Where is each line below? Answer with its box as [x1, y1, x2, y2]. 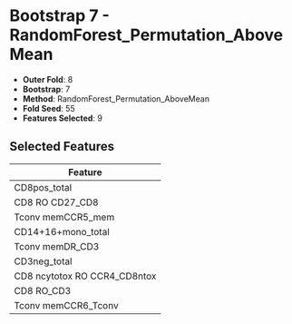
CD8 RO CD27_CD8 [14, 196, 99, 209]
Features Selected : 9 [22, 113, 102, 123]
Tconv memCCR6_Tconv [14, 299, 120, 311]
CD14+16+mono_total [14, 225, 111, 238]
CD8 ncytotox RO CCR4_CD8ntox [14, 270, 157, 282]
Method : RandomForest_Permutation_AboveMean [22, 93, 210, 104]
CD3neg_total [14, 255, 73, 268]
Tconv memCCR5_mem [14, 211, 115, 223]
